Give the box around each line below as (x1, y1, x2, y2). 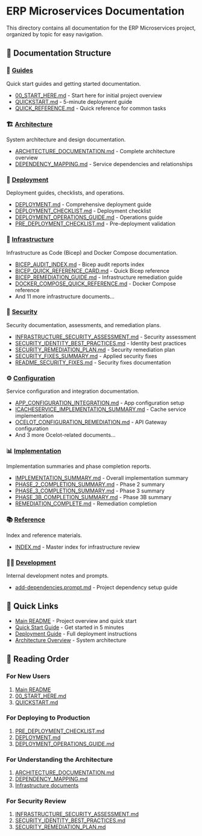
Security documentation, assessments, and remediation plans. (6, 321, 162, 328)
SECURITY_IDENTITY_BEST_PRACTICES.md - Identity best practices (14, 339, 187, 346)
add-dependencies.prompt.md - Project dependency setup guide (14, 584, 178, 591)
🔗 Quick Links (6, 601, 58, 611)
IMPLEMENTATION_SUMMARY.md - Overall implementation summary (14, 474, 189, 482)
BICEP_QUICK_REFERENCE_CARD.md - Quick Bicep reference (14, 267, 170, 274)
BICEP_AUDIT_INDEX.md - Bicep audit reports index (14, 261, 145, 268)
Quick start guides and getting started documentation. (6, 80, 141, 87)
